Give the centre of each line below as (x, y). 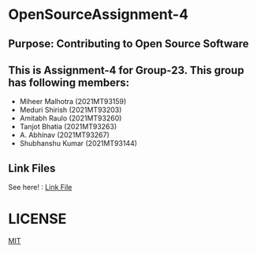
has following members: (69, 82)
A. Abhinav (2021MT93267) (65, 135)
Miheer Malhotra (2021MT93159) (73, 102)
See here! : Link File (40, 188)
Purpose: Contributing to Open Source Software (128, 44)
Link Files (32, 168)
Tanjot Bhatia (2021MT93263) (68, 127)
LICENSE (37, 219)
